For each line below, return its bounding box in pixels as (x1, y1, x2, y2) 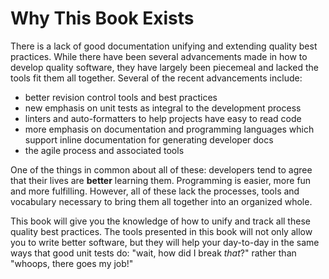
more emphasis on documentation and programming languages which (24, 123, 315, 135)
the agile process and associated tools (24, 144, 185, 156)
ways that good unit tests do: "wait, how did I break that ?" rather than (10, 247, 297, 259)
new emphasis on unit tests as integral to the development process (24, 102, 302, 114)
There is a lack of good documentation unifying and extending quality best (10, 40, 318, 52)
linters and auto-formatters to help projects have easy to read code (24, 112, 302, 124)
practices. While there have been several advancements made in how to (10, 50, 308, 62)
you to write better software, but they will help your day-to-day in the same (10, 236, 320, 248)
